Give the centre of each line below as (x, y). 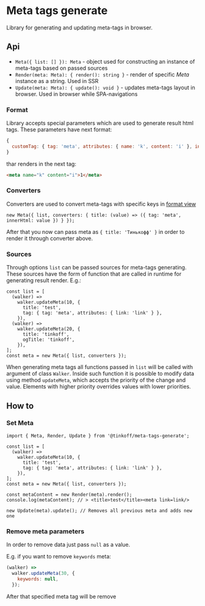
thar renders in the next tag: (41, 164)
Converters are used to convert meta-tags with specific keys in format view (101, 204)
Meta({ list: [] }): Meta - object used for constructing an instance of (105, 61)
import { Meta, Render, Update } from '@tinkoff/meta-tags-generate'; (98, 436)
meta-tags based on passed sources (61, 68)
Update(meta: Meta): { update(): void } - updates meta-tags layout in (105, 87)
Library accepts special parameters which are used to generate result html (100, 123)
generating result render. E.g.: (44, 280)
